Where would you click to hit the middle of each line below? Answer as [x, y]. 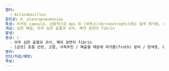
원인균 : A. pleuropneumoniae [34, 19]
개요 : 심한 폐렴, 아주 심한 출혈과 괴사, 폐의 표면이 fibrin [60, 28]
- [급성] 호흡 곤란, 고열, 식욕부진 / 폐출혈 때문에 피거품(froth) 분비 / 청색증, [85, 47]
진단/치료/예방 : [19, 56]
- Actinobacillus [28, 14]
